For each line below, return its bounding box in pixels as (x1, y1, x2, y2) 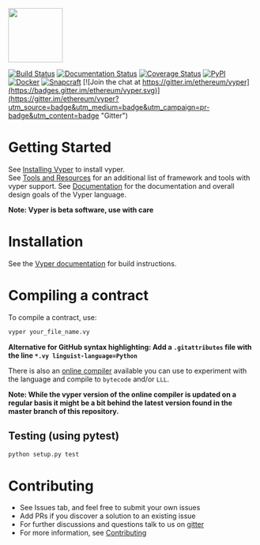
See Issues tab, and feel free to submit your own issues (19, 503, 201, 513)
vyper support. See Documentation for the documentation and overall (8, 181, 235, 190)
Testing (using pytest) (8, 430, 120, 443)
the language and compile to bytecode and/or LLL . (8, 374, 170, 384)
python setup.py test (8, 450, 80, 458)
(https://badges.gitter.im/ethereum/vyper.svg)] (8, 86, 160, 95)
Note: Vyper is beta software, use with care (8, 205, 154, 214)
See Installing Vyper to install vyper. (8, 164, 125, 174)
